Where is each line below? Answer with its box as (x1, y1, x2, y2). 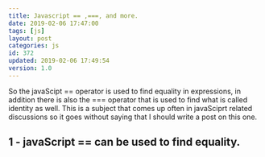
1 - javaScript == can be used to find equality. (8, 135, 241, 149)
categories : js (8, 42, 60, 50)
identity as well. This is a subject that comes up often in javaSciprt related (8, 103, 253, 113)
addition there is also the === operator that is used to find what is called (8, 94, 248, 105)
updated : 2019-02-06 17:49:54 (8, 57, 110, 65)
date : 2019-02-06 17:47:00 (8, 19, 99, 27)
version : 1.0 (8, 64, 52, 72)
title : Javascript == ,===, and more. (8, 11, 139, 20)
